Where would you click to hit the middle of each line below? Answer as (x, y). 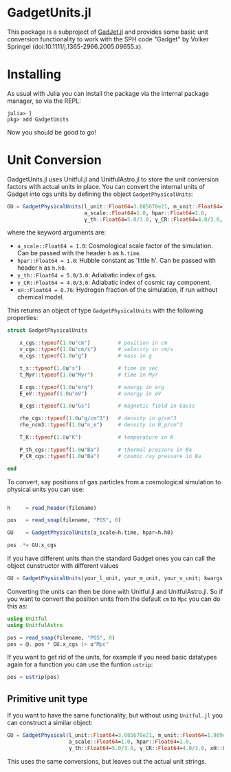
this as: (17, 606)
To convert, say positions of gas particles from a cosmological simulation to (114, 482)
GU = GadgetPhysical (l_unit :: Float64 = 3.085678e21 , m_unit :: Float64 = (107, 735)
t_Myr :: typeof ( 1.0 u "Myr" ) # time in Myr (89, 375)
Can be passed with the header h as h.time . (79, 253)
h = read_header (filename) (52, 508)
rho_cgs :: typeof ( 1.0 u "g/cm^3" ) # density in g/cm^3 (98, 419)
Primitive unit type (47, 699)
